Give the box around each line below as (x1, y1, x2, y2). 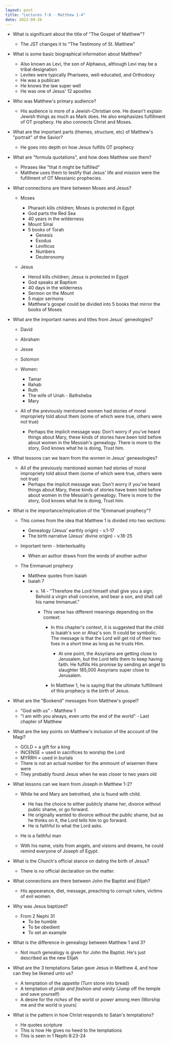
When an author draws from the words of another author (28, 553, 148, 559)
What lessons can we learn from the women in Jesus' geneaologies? (12, 455, 158, 461)
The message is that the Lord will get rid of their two (51, 635, 161, 641)
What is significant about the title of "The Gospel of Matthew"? (12, 31, 145, 37)
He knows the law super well (20, 83, 81, 89)
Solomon (20, 356, 39, 362)
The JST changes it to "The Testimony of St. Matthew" (20, 41, 135, 47)
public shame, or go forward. (28, 806, 89, 813)
